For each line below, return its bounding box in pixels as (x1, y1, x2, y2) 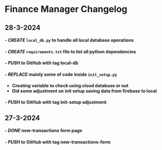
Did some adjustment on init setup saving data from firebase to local (11, 88, 157, 94)
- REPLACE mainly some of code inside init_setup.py (4, 71, 117, 77)
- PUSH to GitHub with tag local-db (4, 60, 78, 66)
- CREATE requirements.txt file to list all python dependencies (4, 48, 136, 54)
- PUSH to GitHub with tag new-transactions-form (4, 139, 111, 145)
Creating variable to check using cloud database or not (11, 82, 128, 88)
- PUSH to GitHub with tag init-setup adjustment (4, 99, 107, 105)
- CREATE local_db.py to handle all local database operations (4, 37, 134, 43)
